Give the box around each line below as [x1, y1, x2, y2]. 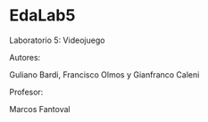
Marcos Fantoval [9, 103, 71, 114]
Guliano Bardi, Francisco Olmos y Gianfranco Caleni [9, 69, 200, 80]
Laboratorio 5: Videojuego [9, 35, 105, 45]
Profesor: [9, 86, 44, 97]
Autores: [9, 52, 41, 62]
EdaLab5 [9, 5, 76, 26]
